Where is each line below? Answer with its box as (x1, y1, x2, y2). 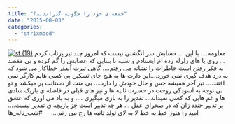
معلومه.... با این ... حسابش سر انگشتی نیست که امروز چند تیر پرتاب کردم (34, 49, 226, 57)
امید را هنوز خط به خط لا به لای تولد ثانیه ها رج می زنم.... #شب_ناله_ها (8, 109, 199, 117)
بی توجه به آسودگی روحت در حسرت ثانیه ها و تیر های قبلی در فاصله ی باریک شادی (8, 86, 223, 95)
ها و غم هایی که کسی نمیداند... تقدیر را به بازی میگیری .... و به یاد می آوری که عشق (8, 94, 226, 102)
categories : (8, 23, 43, 30)
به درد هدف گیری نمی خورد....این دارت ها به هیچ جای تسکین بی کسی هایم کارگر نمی (8, 71, 229, 80)
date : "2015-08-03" (8, 17, 65, 24)
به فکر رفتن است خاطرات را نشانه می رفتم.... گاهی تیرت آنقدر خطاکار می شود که (8, 64, 224, 72)
